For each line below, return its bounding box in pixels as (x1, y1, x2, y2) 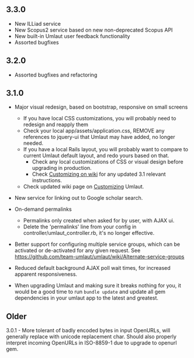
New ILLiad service (14, 20, 61, 27)
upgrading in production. (32, 165, 92, 172)
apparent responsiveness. (14, 271, 78, 278)
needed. (23, 140, 44, 147)
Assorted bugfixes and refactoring (14, 71, 98, 78)
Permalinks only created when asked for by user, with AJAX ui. (23, 217, 175, 224)
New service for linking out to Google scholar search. (14, 194, 143, 201)
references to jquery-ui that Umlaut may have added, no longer (23, 134, 175, 141)
